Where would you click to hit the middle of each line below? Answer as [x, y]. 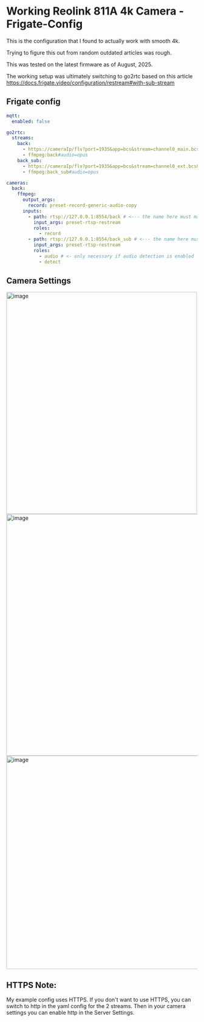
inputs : [32, 211]
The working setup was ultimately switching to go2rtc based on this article [100, 76]
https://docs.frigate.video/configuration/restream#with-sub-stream [90, 83]
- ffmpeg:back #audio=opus [55, 155]
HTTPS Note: [31, 985]
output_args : [39, 200]
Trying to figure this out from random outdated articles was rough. [89, 52]
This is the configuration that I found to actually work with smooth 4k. [93, 41]
